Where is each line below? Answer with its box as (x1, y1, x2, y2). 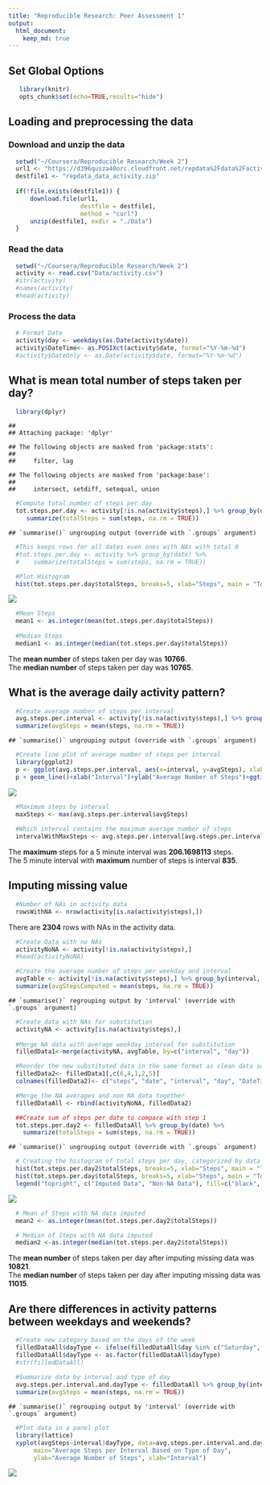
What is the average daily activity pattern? (8, 686, 226, 699)
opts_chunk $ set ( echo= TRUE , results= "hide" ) (18, 92, 163, 101)
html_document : (15, 27, 67, 35)
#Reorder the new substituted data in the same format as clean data (15, 1062, 253, 1070)
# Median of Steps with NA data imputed (15, 1231, 153, 1239)
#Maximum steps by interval (15, 802, 110, 810)
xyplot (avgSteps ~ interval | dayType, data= (15, 1438, 157, 1447)
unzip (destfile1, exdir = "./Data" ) (29, 217, 153, 225)
